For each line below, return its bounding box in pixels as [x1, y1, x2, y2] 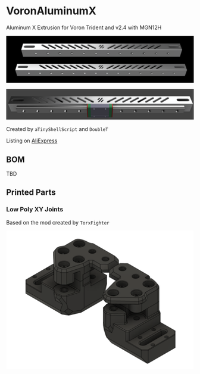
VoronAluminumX [6, 4, 96, 18]
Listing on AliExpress [6, 137, 58, 144]
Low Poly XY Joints [6, 205, 64, 214]
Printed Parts [6, 188, 57, 198]
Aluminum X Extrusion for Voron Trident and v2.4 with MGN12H [6, 24, 162, 31]
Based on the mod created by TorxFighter [6, 219, 110, 226]
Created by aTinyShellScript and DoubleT [6, 126, 108, 133]
